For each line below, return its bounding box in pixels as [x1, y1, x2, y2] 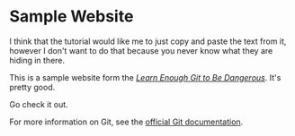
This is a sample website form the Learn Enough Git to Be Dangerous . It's [9, 72, 282, 82]
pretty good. [9, 81, 56, 92]
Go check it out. [9, 98, 69, 109]
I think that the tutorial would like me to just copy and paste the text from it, [9, 36, 287, 47]
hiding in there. [9, 55, 66, 65]
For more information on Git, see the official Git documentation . [9, 116, 244, 127]
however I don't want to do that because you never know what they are [9, 45, 273, 55]
